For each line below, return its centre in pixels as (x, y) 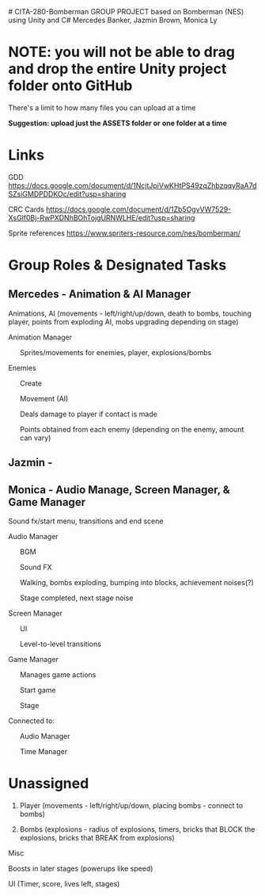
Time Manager (44, 752)
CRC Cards (26, 209)
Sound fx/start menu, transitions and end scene (86, 521)
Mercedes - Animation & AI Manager (100, 295)
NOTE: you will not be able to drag (122, 52)
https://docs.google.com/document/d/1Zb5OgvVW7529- (139, 209)
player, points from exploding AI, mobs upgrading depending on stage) (123, 322)
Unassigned (49, 784)
